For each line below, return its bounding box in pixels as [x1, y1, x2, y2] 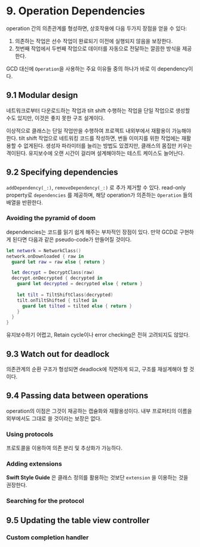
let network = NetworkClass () [6, 247, 82, 253]
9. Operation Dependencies [6, 4, 145, 18]
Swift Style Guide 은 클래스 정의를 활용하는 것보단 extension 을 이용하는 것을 [6, 474, 189, 481]
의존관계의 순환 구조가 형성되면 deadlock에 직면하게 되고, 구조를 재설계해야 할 [6, 366, 188, 373]
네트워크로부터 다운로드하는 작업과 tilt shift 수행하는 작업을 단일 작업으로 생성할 [6, 106, 190, 114]
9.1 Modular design [6, 90, 78, 100]
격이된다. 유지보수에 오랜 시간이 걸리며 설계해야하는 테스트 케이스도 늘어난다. [6, 149, 185, 157]
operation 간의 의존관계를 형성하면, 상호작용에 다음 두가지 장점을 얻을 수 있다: [6, 25, 187, 32]
